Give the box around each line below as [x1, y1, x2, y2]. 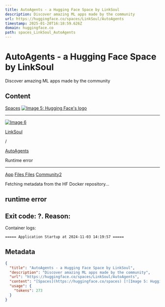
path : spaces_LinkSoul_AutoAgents [5, 30, 76, 35]
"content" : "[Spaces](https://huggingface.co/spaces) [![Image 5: [9, 279, 148, 284]
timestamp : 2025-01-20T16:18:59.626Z [5, 21, 82, 26]
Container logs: [5, 224, 36, 231]
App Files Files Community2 [5, 171, 62, 177]
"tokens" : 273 [14, 288, 43, 293]
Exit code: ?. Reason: [5, 212, 71, 220]
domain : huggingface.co [5, 26, 54, 30]
